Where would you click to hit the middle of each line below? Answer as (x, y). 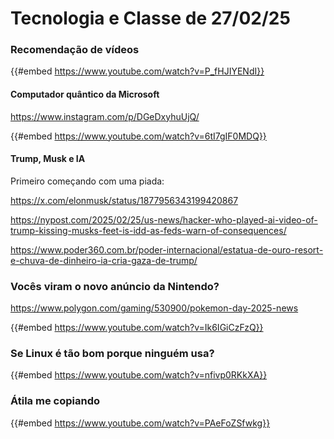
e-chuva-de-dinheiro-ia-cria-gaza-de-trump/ (104, 260)
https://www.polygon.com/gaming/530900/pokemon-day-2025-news (154, 308)
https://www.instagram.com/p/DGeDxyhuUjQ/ (105, 116)
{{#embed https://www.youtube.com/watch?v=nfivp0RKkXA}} (139, 375)
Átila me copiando (55, 401)
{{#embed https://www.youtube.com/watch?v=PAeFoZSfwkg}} (140, 423)
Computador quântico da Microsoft (85, 94)
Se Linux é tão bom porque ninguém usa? (112, 354)
